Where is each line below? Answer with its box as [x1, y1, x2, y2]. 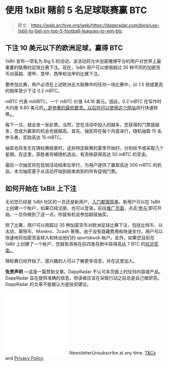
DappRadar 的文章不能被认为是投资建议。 [5, 281, 92, 287]
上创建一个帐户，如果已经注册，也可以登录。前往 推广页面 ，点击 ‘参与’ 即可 [5, 205, 157, 211]
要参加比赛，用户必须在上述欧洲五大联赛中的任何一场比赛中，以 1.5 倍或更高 [5, 81, 163, 87]
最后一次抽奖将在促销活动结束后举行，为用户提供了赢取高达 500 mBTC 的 [5, 162, 157, 168]
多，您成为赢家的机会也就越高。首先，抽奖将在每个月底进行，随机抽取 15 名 [5, 128, 162, 134]
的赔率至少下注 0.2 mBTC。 [5, 88, 62, 94]
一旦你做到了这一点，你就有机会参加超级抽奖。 [14, 211, 111, 217]
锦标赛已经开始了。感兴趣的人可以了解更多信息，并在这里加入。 [5, 258, 137, 264]
